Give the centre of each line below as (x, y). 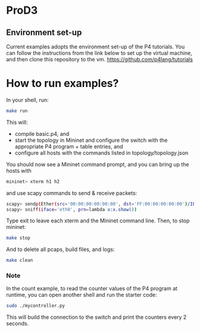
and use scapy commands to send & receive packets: (72, 193)
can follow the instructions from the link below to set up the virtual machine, (99, 53)
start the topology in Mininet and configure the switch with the (91, 140)
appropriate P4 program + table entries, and (69, 146)
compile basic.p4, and (42, 134)
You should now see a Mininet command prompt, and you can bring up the (98, 164)
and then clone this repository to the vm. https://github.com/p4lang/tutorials (100, 59)
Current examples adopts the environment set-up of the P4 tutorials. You (96, 46)
